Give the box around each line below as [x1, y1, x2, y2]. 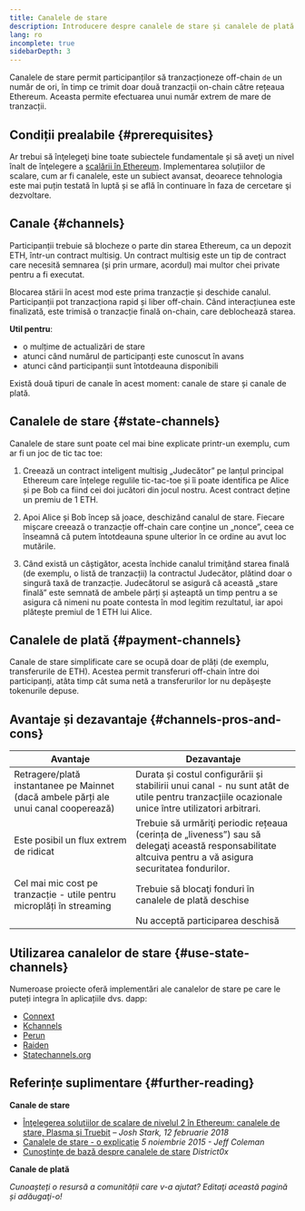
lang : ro [9, 30, 43, 39]
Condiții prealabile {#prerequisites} [9, 127, 214, 142]
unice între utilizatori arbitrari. [135, 802, 261, 815]
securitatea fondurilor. [135, 863, 231, 875]
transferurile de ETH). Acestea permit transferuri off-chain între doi [9, 666, 261, 677]
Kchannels [22, 1021, 63, 1030]
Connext [22, 1011, 55, 1021]
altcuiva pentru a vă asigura [135, 851, 254, 864]
